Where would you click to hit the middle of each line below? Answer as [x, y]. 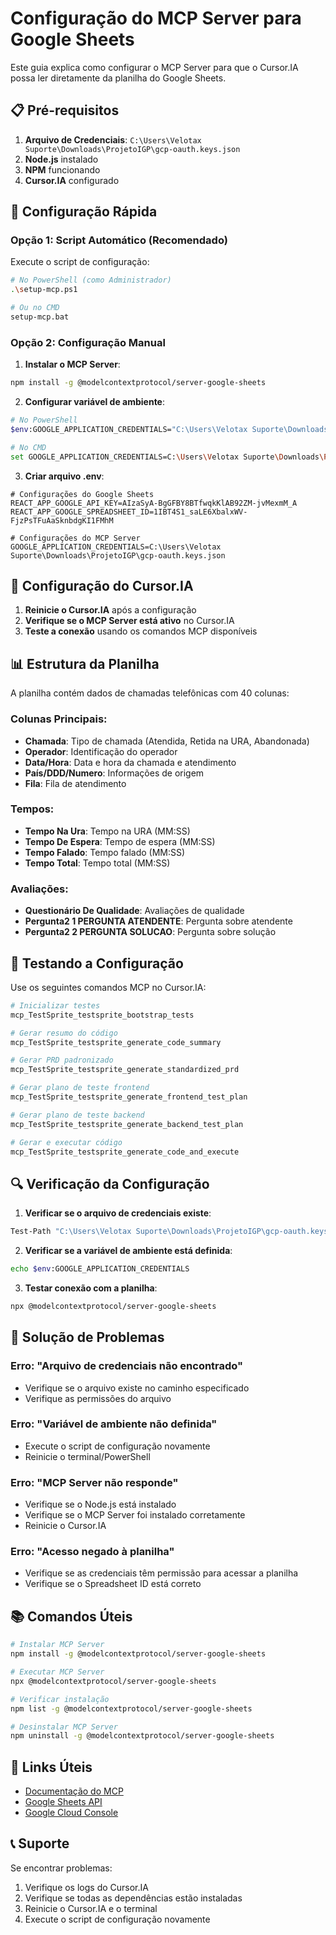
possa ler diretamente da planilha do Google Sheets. [118, 78]
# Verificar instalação [60, 1699]
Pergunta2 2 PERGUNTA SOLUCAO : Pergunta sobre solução [150, 932]
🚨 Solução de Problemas [87, 1337]
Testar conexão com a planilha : [91, 1288]
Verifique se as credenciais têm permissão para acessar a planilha [161, 1573]
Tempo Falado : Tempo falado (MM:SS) [105, 852]
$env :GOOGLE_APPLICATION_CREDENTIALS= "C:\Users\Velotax [129, 429]
